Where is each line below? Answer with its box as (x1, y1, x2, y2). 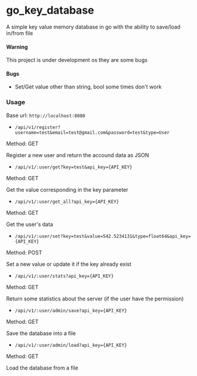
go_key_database (6, 4, 94, 17)
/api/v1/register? (14, 124, 61, 130)
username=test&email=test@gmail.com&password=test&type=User (14, 129, 170, 136)
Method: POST (6, 249, 43, 256)
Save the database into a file (6, 330, 76, 337)
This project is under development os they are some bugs (6, 57, 148, 64)
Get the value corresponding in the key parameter (6, 186, 129, 193)
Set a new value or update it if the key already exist (6, 260, 132, 268)
